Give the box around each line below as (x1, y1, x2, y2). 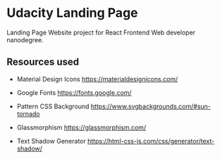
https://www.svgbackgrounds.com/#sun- (90, 102, 211, 110)
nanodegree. (6, 35, 44, 44)
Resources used (6, 56, 79, 68)
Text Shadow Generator (16, 136, 86, 145)
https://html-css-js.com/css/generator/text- (87, 136, 215, 145)
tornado (16, 109, 40, 117)
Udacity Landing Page (6, 5, 138, 21)
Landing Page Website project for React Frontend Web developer (6, 28, 196, 37)
